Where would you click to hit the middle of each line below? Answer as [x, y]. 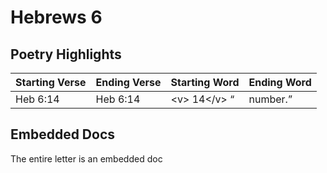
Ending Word [280, 82]
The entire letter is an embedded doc [86, 158]
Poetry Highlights [66, 54]
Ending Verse [128, 82]
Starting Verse [51, 82]
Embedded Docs [63, 134]
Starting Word [205, 82]
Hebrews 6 [56, 17]
